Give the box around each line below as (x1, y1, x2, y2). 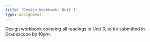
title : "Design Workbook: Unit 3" (5, 7, 78, 12)
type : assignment (5, 12, 42, 17)
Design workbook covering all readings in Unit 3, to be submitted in (5, 25, 145, 31)
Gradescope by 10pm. (5, 31, 52, 37)
